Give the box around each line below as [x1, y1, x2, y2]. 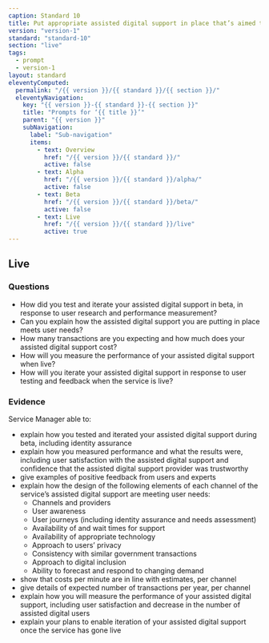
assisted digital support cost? [19, 342, 118, 352]
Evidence [8, 396, 46, 407]
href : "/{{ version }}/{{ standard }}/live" [43, 220, 195, 228]
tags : [8, 49, 26, 57]
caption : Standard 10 [8, 11, 81, 20]
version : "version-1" [8, 26, 81, 34]
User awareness [31, 506, 86, 516]
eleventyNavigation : [15, 94, 84, 102]
